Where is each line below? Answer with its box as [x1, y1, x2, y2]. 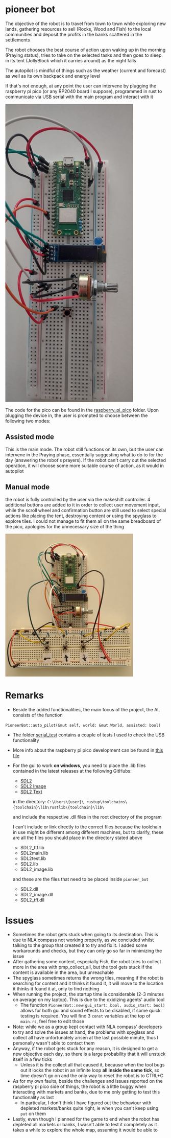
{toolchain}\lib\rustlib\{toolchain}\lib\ [12, 805, 105, 810]
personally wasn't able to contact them [12, 1040, 95, 1046]
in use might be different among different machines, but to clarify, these [12, 829, 164, 835]
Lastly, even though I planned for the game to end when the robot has [12, 1116, 160, 1122]
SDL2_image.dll [20, 891, 54, 897]
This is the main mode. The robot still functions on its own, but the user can [5, 446, 164, 452]
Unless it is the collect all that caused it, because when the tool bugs [20, 1062, 165, 1068]
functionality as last [12, 1095, 54, 1101]
